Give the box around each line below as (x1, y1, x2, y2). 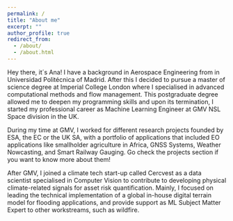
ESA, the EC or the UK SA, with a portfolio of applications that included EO (7, 133, 220, 141)
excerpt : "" (7, 23, 42, 30)
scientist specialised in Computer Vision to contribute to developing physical (7, 176, 227, 184)
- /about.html (13, 49, 54, 56)
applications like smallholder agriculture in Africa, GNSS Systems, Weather (7, 140, 221, 149)
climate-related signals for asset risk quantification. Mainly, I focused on (7, 183, 214, 192)
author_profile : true (7, 29, 70, 37)
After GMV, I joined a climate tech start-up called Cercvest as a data (7, 168, 202, 177)
